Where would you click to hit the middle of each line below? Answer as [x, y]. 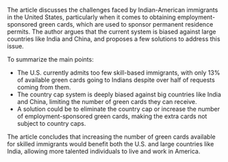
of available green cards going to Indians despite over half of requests [116, 80]
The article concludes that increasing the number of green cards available [111, 137]
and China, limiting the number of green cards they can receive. [107, 102]
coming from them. [44, 87]
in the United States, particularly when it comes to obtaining [91, 17]
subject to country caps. [51, 123]
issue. [15, 46]
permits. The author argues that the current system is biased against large [112, 31]
